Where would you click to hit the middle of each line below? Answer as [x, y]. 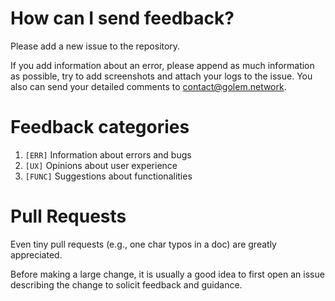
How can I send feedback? [122, 18]
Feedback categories [100, 127]
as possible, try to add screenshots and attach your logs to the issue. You [161, 76]
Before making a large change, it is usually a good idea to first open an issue [167, 274]
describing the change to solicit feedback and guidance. [126, 284]
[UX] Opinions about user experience [101, 165]
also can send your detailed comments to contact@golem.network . [148, 86]
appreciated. [36, 254]
